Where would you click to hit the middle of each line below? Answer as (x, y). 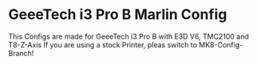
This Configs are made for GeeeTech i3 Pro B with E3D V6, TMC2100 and (129, 36)
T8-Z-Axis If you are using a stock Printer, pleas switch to (103, 44)
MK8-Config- (221, 44)
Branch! (21, 53)
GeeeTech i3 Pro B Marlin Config (118, 15)
